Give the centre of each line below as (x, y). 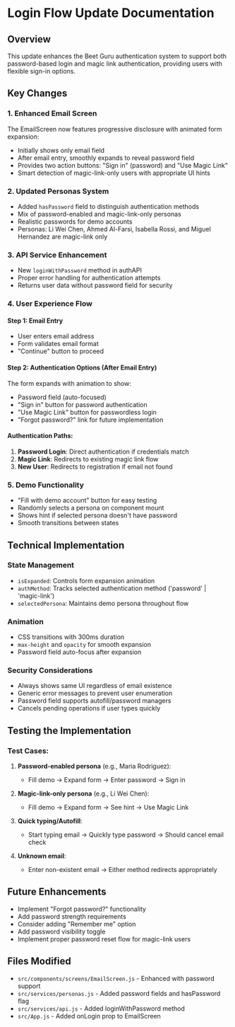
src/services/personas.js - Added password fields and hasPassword (119, 993)
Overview (29, 39)
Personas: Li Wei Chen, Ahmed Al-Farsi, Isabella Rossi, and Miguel (114, 229)
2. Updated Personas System (58, 191)
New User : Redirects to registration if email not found (95, 466)
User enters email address (56, 336)
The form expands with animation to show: (70, 383)
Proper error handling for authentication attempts (89, 278)
